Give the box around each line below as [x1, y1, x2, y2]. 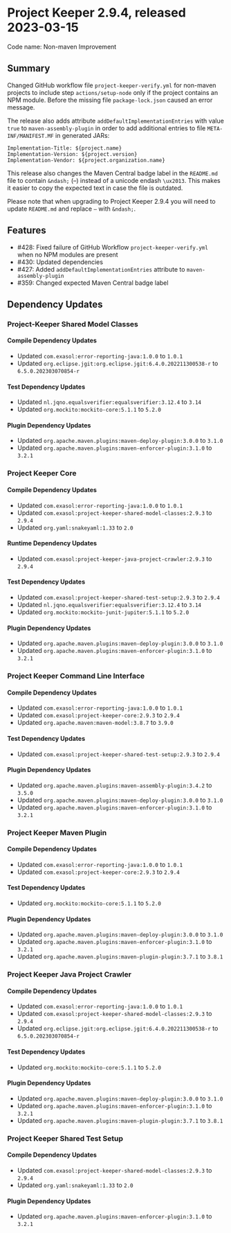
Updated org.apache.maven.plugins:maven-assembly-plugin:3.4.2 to [17, 781, 212, 789]
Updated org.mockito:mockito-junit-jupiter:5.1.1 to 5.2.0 [17, 608, 190, 616]
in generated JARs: [55, 131, 110, 139]
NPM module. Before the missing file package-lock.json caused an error [7, 96, 213, 104]
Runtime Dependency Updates [7, 539, 98, 548]
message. [7, 103, 35, 112]
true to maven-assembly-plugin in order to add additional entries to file [7, 123, 206, 132]
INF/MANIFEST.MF [7, 132, 54, 139]
